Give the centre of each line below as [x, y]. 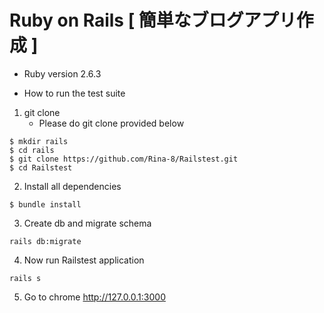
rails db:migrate [45, 241]
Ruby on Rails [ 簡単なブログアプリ [153, 20]
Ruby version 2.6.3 [62, 73]
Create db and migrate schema [87, 223]
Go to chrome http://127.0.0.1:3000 [94, 297]
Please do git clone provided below [111, 123]
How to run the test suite [74, 93]
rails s [25, 278]
